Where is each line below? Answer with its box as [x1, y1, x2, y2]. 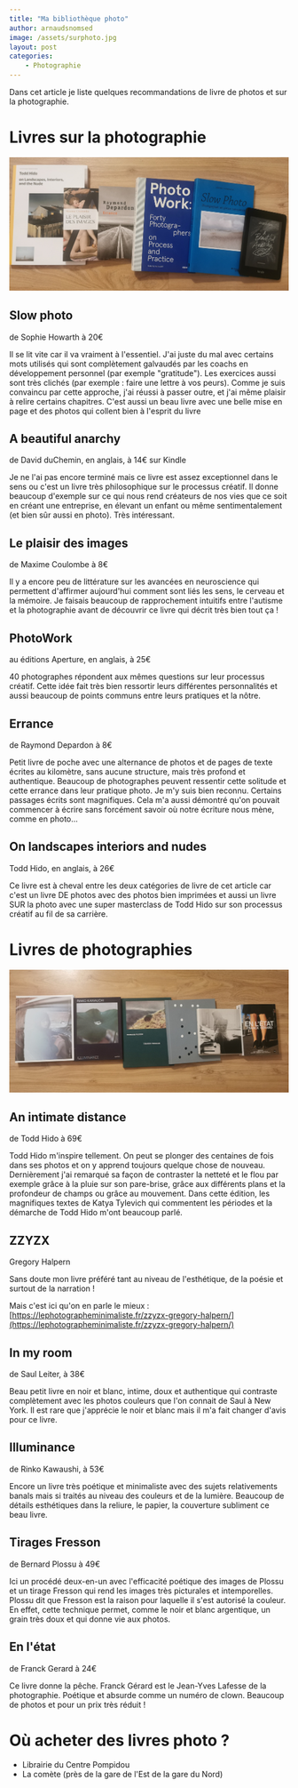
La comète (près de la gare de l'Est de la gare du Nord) [21, 1769, 223, 1780]
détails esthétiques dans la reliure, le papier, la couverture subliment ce [9, 1499, 270, 1511]
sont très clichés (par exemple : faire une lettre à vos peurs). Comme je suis [9, 377, 286, 388]
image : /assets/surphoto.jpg [9, 33, 117, 42]
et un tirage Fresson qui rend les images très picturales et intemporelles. [9, 1585, 273, 1596]
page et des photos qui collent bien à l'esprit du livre [9, 405, 201, 416]
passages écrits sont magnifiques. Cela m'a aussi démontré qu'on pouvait [9, 794, 280, 805]
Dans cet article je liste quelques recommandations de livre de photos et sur [9, 87, 287, 97]
